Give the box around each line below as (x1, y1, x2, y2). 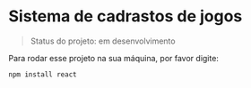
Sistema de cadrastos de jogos (8, 6, 243, 27)
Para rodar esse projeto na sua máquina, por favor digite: (8, 52, 219, 63)
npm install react (8, 69, 77, 79)
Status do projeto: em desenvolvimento (30, 36, 176, 46)
